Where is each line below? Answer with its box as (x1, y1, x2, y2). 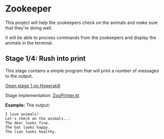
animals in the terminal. (5, 39, 53, 45)
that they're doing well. (5, 24, 52, 30)
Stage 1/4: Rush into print (5, 54, 86, 63)
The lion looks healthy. (5, 129, 57, 134)
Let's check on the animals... (5, 116, 70, 121)
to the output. (5, 73, 33, 79)
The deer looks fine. (5, 120, 50, 125)
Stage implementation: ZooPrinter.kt (5, 92, 79, 98)
